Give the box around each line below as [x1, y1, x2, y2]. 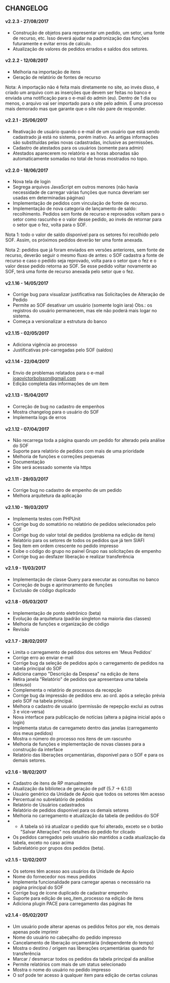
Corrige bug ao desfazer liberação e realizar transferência [12, 553, 134, 559]
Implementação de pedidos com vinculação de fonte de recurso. [12, 200, 148, 206]
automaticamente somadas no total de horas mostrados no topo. [12, 156, 148, 162]
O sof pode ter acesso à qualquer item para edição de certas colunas [12, 972, 158, 978]
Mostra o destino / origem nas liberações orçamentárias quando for [12, 945, 154, 951]
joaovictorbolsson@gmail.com [12, 375, 76, 381]
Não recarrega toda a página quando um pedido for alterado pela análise [12, 437, 165, 443]
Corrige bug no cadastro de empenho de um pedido [12, 487, 122, 493]
